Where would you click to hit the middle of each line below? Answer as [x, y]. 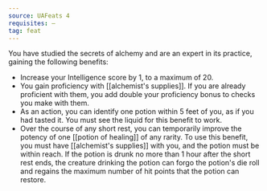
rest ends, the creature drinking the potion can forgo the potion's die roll [140, 163]
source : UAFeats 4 [39, 16]
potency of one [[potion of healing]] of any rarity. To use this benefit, [134, 137]
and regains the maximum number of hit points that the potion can [129, 171]
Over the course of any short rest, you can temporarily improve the [131, 128]
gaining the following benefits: [58, 62]
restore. [33, 180]
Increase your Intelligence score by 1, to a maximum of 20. [117, 78]
